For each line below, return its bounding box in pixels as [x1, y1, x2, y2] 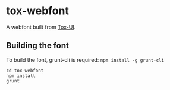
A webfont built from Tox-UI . [6, 24, 76, 31]
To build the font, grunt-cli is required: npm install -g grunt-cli [6, 56, 165, 63]
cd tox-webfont [6, 68, 44, 74]
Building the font [6, 41, 70, 51]
